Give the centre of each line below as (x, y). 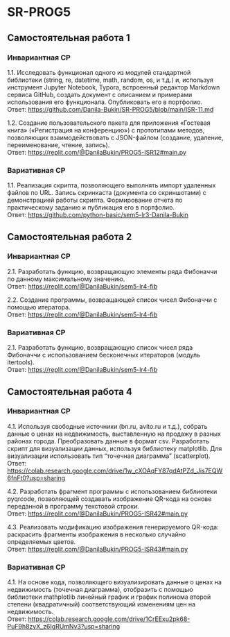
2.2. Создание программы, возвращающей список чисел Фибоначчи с (112, 300)
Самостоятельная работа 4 (70, 392)
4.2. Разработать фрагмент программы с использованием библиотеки (112, 491)
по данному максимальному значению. (66, 279)
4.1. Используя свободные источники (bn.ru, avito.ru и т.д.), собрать (107, 426)
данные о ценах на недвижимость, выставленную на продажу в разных (114, 434)
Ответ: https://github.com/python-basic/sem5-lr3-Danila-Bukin (98, 215)
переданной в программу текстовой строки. (73, 506)
